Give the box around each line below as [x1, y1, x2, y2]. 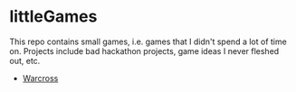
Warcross [22, 72, 59, 83]
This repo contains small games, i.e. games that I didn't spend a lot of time [9, 36, 287, 47]
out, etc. [9, 55, 41, 66]
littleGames [9, 6, 98, 27]
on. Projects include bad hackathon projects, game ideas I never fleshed [9, 45, 280, 56]
